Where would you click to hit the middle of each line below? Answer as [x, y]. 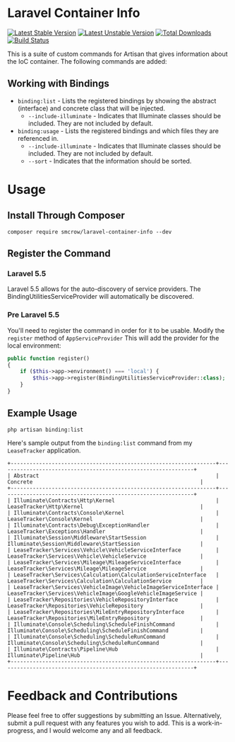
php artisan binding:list [45, 430]
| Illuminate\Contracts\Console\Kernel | [113, 513]
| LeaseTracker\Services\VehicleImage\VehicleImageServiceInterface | [113, 587]
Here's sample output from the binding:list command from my [100, 443]
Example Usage [42, 413]
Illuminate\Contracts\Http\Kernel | [116, 501]
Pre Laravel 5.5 [34, 315]
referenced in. [38, 138]
